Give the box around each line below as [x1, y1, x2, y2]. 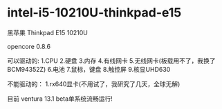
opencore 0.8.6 [7, 42, 50, 50]
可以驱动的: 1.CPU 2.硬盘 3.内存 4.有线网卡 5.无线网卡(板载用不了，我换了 [7, 57, 216, 65]
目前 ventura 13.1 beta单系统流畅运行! [7, 95, 113, 103]
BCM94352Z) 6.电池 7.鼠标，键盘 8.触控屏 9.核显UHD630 [7, 65, 171, 73]
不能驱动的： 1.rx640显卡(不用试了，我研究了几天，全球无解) [7, 79, 181, 88]
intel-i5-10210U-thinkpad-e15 [7, 5, 182, 21]
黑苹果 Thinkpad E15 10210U [7, 28, 89, 37]
